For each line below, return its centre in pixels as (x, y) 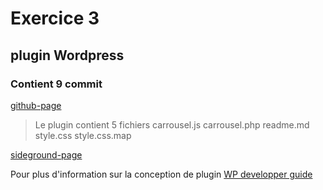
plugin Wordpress (67, 55)
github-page (36, 105)
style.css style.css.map (83, 135)
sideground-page (46, 154)
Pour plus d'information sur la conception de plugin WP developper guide (161, 174)
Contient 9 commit (56, 84)
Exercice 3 (55, 18)
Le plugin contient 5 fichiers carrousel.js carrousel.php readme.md (172, 124)
